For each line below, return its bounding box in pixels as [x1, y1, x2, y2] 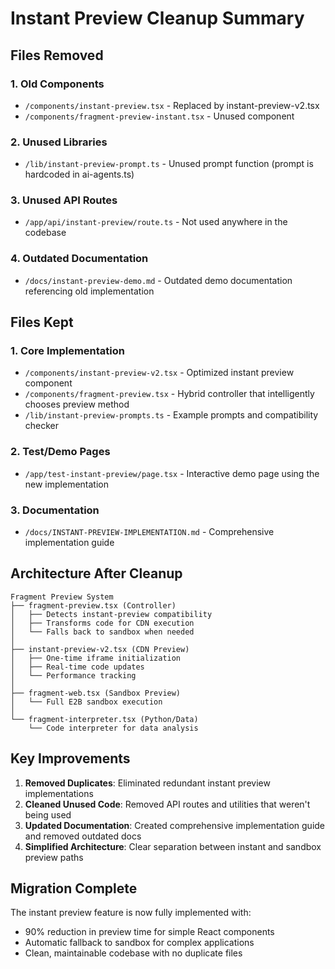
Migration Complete [10, 880, 138, 897]
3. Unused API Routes [10, 193, 118, 207]
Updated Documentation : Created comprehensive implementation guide [24, 819, 326, 831]
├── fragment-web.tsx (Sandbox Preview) [10, 688, 182, 698]
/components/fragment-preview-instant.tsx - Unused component [24, 110, 295, 122]
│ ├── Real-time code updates [10, 662, 145, 672]
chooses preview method [24, 398, 130, 411]
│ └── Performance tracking [10, 670, 137, 681]
